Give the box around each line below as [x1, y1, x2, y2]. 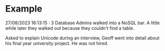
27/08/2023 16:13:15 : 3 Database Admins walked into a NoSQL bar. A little [5, 20, 160, 26]
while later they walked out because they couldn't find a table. [5, 25, 135, 31]
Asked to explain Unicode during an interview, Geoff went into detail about [5, 35, 160, 41]
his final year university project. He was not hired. [5, 40, 108, 46]
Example [5, 3, 42, 15]
